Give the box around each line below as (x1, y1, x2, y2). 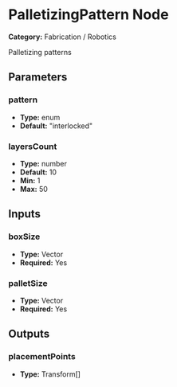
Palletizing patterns (8, 47, 72, 57)
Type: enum (19, 112, 61, 122)
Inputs (8, 207, 41, 221)
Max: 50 (19, 184, 48, 193)
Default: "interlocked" (19, 121, 93, 131)
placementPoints (8, 351, 76, 362)
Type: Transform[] (19, 369, 81, 379)
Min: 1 (19, 175, 41, 185)
